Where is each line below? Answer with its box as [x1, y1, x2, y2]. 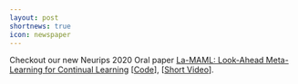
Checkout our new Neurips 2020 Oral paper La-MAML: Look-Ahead [9, 55, 264, 66]
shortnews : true [9, 22, 71, 31]
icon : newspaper [9, 30, 71, 39]
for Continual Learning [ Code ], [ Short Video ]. [45, 64, 214, 75]
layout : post [9, 13, 59, 23]
